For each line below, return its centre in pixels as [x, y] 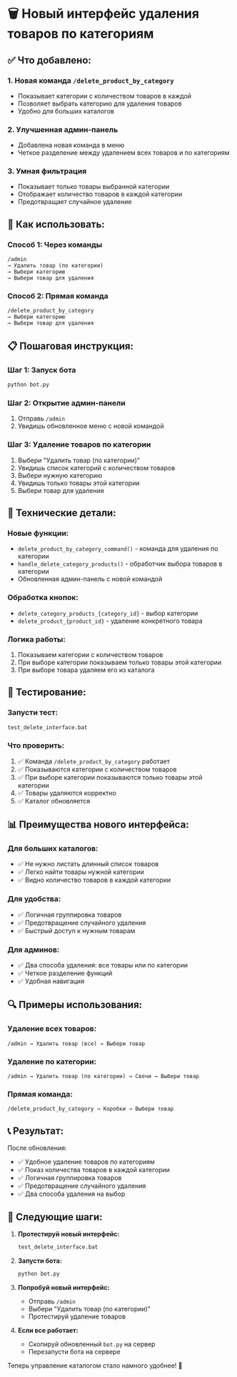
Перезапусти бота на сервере [74, 1351]
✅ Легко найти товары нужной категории [81, 872]
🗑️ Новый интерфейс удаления [104, 14]
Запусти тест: [33, 713]
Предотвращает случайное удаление [75, 202]
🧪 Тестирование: [47, 692]
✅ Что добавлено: [49, 60]
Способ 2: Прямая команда [58, 296]
